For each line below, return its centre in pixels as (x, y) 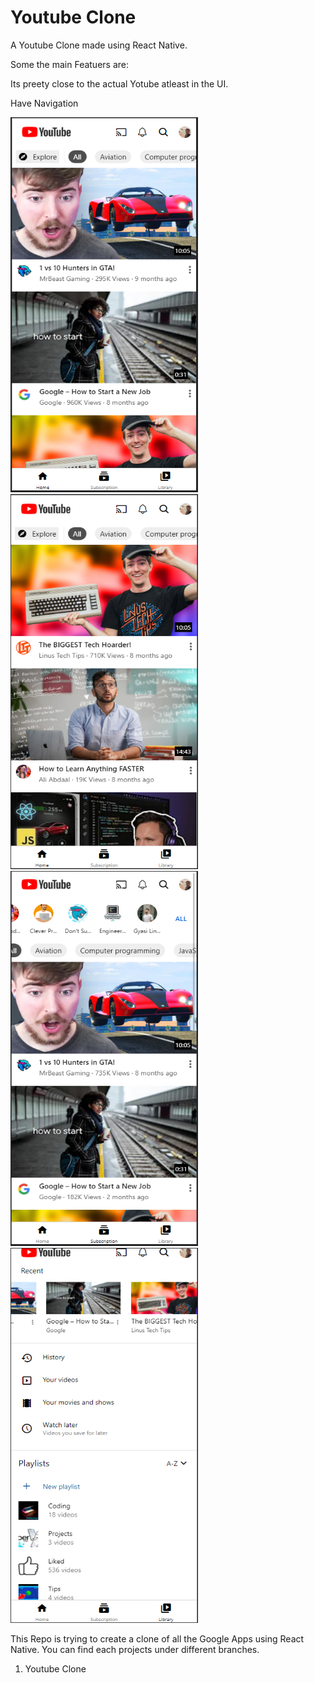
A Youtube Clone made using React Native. (99, 45)
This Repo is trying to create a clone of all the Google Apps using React (157, 1638)
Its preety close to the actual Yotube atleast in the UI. (119, 83)
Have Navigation (44, 103)
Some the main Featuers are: (70, 64)
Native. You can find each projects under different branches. (135, 1649)
